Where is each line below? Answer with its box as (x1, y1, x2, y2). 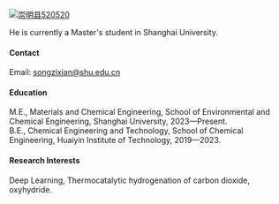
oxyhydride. (9, 184, 53, 194)
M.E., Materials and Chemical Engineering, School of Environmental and (9, 107, 271, 117)
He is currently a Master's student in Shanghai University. (9, 27, 219, 37)
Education (9, 87, 48, 97)
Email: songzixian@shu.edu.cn (9, 67, 121, 78)
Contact (9, 47, 40, 57)
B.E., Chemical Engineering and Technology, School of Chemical (9, 125, 244, 136)
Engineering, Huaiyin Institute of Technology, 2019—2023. (9, 135, 222, 146)
